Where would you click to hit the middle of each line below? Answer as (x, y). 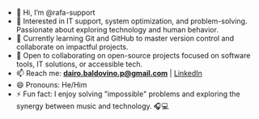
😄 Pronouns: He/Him (51, 85)
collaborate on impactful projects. (72, 47)
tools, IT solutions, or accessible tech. (79, 64)
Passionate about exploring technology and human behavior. (117, 30)
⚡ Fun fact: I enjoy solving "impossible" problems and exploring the (128, 94)
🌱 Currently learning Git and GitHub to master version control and (125, 38)
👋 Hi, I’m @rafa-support (55, 13)
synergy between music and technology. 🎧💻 (93, 106)
